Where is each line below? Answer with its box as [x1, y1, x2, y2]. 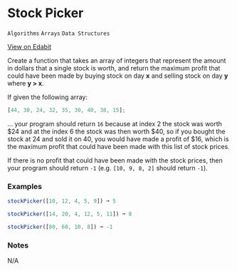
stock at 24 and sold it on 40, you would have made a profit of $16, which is [7, 134, 229, 143]
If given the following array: [7, 93, 88, 101]
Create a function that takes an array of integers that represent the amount [7, 56, 226, 65]
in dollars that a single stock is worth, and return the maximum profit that [7, 63, 221, 72]
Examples [7, 181, 43, 191]
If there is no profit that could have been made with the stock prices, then [7, 155, 223, 165]
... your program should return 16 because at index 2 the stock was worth [7, 119, 223, 128]
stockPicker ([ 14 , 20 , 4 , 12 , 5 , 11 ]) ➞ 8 [7, 210, 132, 218]
